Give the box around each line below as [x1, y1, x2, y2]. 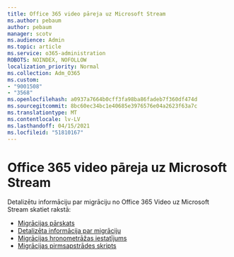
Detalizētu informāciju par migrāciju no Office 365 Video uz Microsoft [7, 198, 210, 206]
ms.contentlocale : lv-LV [7, 115, 81, 122]
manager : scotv [7, 30, 52, 38]
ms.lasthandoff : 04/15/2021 [7, 122, 90, 130]
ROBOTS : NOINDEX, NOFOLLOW [7, 57, 87, 64]
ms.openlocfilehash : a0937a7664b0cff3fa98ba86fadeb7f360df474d [7, 96, 198, 103]
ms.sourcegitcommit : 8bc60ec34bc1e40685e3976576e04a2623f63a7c [7, 103, 198, 110]
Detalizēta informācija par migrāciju [17, 227, 122, 235]
